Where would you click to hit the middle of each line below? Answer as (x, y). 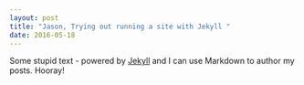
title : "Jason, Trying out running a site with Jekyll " (120, 27)
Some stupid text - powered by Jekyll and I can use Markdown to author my (152, 61)
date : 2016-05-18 (42, 35)
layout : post (34, 18)
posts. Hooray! (37, 70)
